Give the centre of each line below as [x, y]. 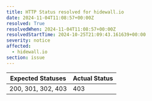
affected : [19, 47]
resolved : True [26, 23]
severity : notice [28, 40]
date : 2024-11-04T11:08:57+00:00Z [50, 18]
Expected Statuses [38, 78]
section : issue [26, 58]
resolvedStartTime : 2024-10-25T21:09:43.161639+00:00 [76, 35]
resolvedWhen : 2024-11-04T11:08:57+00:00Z [61, 29]
